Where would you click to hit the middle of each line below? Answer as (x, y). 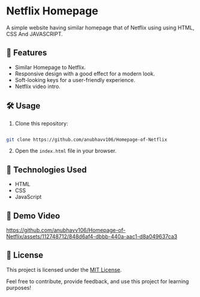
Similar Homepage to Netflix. (50, 67)
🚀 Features (27, 53)
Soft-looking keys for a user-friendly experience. (75, 80)
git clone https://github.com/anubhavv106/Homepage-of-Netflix (87, 140)
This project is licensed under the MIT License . (64, 269)
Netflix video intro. (38, 86)
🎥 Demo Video (33, 216)
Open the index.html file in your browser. (66, 151)
